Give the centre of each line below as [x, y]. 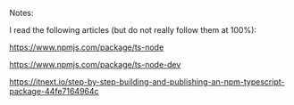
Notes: [21, 13]
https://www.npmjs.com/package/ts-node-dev [95, 65]
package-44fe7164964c [55, 91]
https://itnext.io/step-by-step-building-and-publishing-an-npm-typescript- [147, 82]
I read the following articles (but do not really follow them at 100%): [133, 30]
